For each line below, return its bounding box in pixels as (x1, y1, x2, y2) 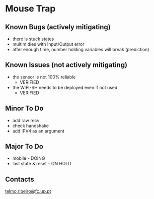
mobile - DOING (12, 155, 45, 161)
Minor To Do (5, 104, 44, 113)
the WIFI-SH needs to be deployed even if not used (12, 84, 118, 90)
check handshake (12, 123, 49, 129)
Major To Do (5, 142, 44, 151)
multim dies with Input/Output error (12, 41, 84, 47)
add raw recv (12, 117, 40, 123)
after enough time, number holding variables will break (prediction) (12, 47, 150, 52)
